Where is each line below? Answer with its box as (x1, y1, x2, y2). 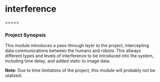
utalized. (5, 73, 22, 79)
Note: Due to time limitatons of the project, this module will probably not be (5, 67, 156, 73)
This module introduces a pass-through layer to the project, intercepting (5, 43, 149, 49)
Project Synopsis (5, 32, 46, 38)
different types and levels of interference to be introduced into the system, (5, 53, 154, 59)
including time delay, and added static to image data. (5, 58, 111, 64)
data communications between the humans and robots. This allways (5, 48, 142, 54)
